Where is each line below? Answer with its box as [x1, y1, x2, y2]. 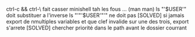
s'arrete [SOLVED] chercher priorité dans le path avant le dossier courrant [6, 24, 187, 31]
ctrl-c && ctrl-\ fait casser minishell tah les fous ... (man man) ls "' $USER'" [6, 6, 187, 12]
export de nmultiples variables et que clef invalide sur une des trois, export [6, 18, 189, 25]
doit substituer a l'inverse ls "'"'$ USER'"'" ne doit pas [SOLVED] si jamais [6, 12, 185, 19]
